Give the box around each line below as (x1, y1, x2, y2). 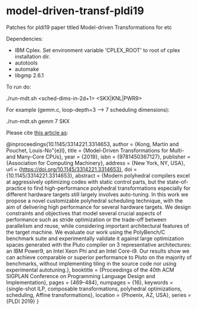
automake (14, 65, 40, 72)
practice (6, 185, 27, 192)
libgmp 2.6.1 (14, 72, 44, 79)
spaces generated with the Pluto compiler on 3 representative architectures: (6, 241, 192, 248)
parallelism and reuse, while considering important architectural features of (6, 222, 189, 229)
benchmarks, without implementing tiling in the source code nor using (6, 260, 177, 267)
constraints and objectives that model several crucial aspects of (6, 209, 162, 217)
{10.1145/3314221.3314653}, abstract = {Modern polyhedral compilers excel (6, 172, 190, 179)
